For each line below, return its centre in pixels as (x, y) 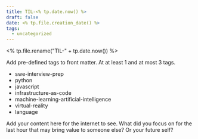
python (24, 81)
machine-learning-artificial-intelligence (63, 100)
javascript (27, 87)
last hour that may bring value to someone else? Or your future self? (90, 130)
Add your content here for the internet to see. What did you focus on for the (99, 123)
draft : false (22, 17)
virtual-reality (31, 106)
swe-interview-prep (39, 74)
